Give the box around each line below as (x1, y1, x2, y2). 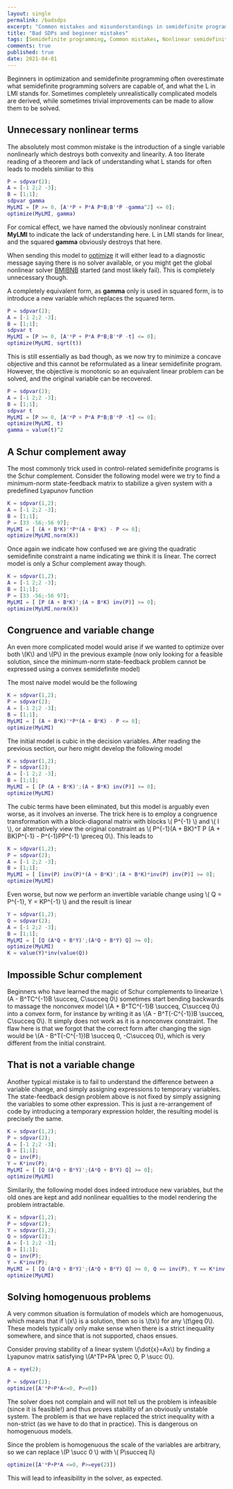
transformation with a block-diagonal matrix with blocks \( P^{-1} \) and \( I (7, 817, 220, 825)
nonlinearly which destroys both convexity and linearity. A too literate (7, 150, 205, 158)
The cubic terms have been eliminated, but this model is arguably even (7, 802, 209, 810)
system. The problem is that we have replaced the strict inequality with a (7, 1413, 215, 1420)
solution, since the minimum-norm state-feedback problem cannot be (7, 658, 207, 666)
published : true (7, 49, 54, 56)
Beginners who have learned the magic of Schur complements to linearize (7, 988, 219, 995)
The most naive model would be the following (7, 679, 137, 687)
